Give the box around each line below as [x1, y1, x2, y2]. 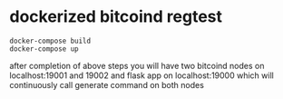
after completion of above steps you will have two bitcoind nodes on [9, 60, 265, 71]
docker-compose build [9, 36, 92, 45]
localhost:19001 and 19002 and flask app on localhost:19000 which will [9, 70, 274, 81]
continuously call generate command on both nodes [9, 79, 204, 90]
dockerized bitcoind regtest [9, 6, 222, 27]
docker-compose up [9, 44, 79, 54]
